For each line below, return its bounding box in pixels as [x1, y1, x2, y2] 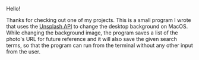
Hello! [6, 5, 21, 12]
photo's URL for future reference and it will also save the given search [6, 36, 177, 42]
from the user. [6, 48, 41, 55]
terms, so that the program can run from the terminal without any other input [6, 42, 193, 49]
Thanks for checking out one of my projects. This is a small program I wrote [6, 17, 191, 23]
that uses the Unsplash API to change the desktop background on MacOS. [6, 23, 188, 30]
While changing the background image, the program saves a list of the [6, 29, 178, 36]
